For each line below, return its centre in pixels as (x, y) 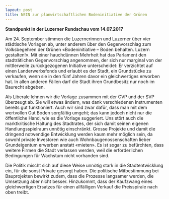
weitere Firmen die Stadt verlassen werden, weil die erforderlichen (74, 150)
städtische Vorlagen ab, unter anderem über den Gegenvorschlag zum (78, 44)
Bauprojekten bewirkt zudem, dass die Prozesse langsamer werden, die (79, 176)
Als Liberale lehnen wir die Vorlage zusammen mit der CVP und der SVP (80, 97)
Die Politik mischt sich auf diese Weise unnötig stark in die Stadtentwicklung (84, 165)
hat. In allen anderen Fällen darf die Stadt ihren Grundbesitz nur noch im (80, 82)
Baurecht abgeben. (25, 87)
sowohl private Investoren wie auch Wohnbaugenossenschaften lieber (78, 140)
